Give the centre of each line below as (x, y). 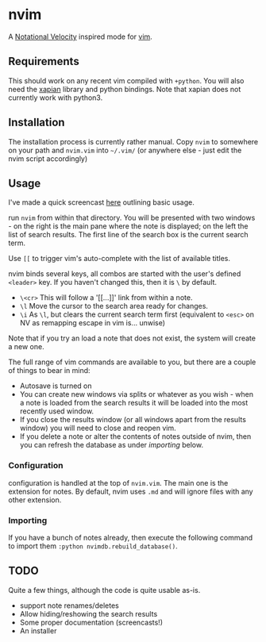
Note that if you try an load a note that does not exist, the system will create (132, 338)
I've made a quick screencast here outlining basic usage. (101, 202)
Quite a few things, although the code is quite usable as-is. (104, 590)
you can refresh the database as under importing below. (112, 445)
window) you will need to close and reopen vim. (98, 428)
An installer (38, 630)
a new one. (27, 347)
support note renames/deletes (69, 605)
